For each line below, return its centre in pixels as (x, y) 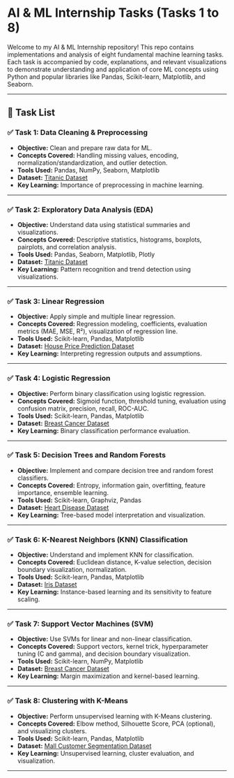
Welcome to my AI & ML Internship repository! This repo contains (101, 47)
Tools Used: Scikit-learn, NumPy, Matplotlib (80, 661)
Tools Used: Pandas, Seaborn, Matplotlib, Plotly (86, 254)
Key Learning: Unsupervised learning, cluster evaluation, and (106, 753)
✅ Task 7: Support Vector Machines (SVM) (80, 624)
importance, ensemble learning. (63, 492)
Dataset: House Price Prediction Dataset (76, 346)
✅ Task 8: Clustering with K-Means (68, 701)
